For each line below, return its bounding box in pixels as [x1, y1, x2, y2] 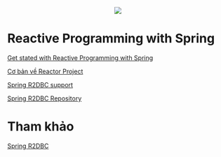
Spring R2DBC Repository [7, 94, 82, 103]
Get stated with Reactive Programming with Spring [7, 53, 154, 62]
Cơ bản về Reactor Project [7, 67, 83, 75]
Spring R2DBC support [7, 80, 74, 89]
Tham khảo [7, 119, 74, 135]
